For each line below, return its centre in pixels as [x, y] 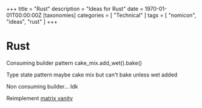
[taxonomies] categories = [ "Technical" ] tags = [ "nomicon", [120, 15]
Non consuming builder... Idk [42, 86]
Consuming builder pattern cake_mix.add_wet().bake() [74, 62]
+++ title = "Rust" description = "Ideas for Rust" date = [75, 9]
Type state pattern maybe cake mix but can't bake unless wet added [92, 75]
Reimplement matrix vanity [40, 98]
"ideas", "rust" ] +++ [32, 22]
